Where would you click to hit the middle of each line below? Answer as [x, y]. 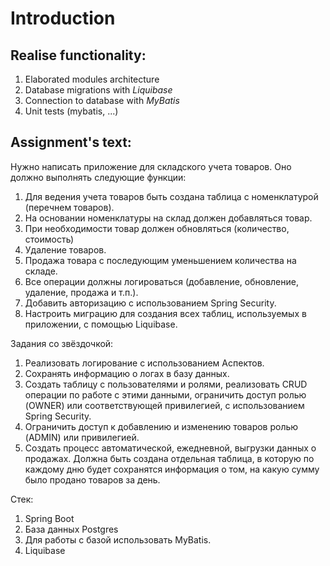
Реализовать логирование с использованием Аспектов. [144, 363]
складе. [41, 271]
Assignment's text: [71, 142]
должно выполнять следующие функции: [98, 177]
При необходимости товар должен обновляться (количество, [157, 228]
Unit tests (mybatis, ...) [71, 111]
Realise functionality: [78, 55]
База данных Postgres [71, 529]
